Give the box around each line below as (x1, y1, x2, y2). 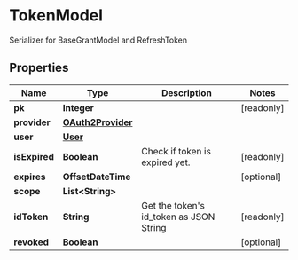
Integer (62, 101, 95, 114)
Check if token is (141, 145, 211, 157)
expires (13, 170, 46, 183)
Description (161, 86, 213, 98)
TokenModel (9, 5, 104, 26)
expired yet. (141, 156, 191, 169)
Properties (9, 60, 69, 75)
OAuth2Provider (62, 116, 133, 129)
